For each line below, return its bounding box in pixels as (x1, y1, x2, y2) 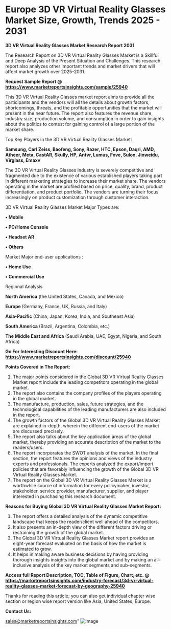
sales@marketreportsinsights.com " (5, 618, 80, 624)
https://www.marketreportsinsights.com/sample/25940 (5, 83, 128, 90)
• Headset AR (5, 234, 35, 240)
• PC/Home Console (5, 224, 48, 230)
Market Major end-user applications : (5, 253, 83, 259)
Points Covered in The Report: (5, 363, 70, 370)
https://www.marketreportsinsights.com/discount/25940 (5, 354, 131, 360)
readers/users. (12, 444, 44, 450)
